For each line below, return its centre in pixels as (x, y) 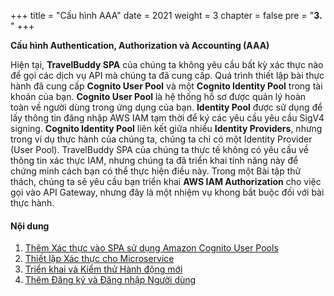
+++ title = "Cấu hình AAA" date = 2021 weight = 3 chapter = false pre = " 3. (166, 15)
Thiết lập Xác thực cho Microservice (99, 259)
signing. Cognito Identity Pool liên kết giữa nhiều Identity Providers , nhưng (166, 128)
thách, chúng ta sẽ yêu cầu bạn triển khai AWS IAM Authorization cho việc (166, 181)
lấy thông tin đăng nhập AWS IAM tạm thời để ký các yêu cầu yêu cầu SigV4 (167, 118)
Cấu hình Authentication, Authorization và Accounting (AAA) (140, 45)
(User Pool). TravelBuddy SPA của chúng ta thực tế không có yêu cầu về (159, 149)
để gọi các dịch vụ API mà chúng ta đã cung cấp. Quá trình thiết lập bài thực (167, 75)
